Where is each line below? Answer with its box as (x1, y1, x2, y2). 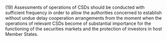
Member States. (5, 31, 39, 37)
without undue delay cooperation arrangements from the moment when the (5, 15, 162, 21)
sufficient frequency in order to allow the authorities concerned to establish (5, 10, 162, 16)
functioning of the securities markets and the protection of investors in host (5, 26, 162, 32)
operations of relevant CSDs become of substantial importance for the (5, 20, 151, 26)
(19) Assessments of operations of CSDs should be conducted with (5, 5, 145, 10)
